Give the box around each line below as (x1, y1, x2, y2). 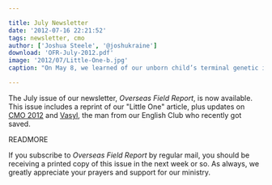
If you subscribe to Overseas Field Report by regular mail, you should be (8, 150, 250, 160)
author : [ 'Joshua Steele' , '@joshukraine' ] (8, 41, 158, 49)
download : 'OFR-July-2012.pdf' (8, 49, 114, 57)
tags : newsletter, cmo (8, 34, 85, 42)
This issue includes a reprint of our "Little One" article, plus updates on (8, 102, 245, 111)
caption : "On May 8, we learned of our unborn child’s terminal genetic (8, 64, 259, 73)
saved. (8, 119, 31, 128)
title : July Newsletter (8, 19, 89, 27)
